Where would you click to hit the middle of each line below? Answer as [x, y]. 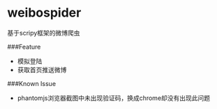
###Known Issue [32, 83]
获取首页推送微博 [42, 69]
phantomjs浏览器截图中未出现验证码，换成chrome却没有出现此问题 [114, 98]
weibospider [44, 13]
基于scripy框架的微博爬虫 [44, 33]
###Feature [24, 47]
